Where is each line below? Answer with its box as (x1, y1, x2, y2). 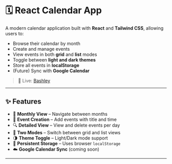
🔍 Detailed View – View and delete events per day (12, 122, 120, 128)
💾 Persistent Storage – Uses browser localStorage (12, 140, 121, 147)
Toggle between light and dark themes (12, 56, 96, 63)
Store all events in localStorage (12, 62, 79, 68)
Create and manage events (12, 46, 70, 52)
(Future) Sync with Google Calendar (12, 68, 90, 74)
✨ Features (5, 97, 41, 106)
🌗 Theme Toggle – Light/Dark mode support (12, 135, 109, 141)
